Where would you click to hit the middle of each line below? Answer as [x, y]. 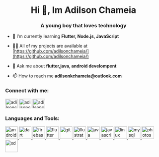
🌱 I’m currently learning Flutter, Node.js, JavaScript [66, 36]
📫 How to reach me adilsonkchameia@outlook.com [67, 76]
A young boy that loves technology [83, 26]
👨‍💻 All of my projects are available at [50, 46]
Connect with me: [27, 91]
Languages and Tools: [32, 118]
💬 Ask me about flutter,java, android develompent [64, 66]
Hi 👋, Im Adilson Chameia [83, 10]
